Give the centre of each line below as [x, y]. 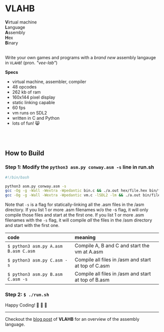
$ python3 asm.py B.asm [35, 275]
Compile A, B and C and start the [112, 246]
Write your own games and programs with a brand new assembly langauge [81, 57]
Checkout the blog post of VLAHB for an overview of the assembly [72, 319]
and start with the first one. [32, 225]
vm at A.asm [89, 252]
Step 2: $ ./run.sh [27, 295]
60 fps [19, 108]
